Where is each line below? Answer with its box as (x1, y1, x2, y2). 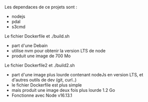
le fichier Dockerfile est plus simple (11, 82, 82, 88)
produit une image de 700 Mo (11, 53, 71, 59)
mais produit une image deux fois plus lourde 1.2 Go (11, 87, 116, 93)
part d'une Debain (11, 43, 48, 48)
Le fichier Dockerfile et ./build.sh (4, 34, 70, 39)
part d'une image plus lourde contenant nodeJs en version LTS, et (11, 72, 144, 77)
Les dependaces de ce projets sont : (4, 4, 77, 10)
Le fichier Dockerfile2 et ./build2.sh (4, 63, 75, 68)
